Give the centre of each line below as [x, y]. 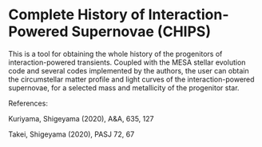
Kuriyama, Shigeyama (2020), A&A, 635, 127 [81, 118]
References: [28, 103]
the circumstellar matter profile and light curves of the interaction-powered [131, 79]
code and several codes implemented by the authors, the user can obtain [129, 70]
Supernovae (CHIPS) [141, 32]
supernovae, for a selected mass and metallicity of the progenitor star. [124, 87]
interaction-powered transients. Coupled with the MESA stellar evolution [127, 62]
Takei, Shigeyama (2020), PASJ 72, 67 [71, 134]
